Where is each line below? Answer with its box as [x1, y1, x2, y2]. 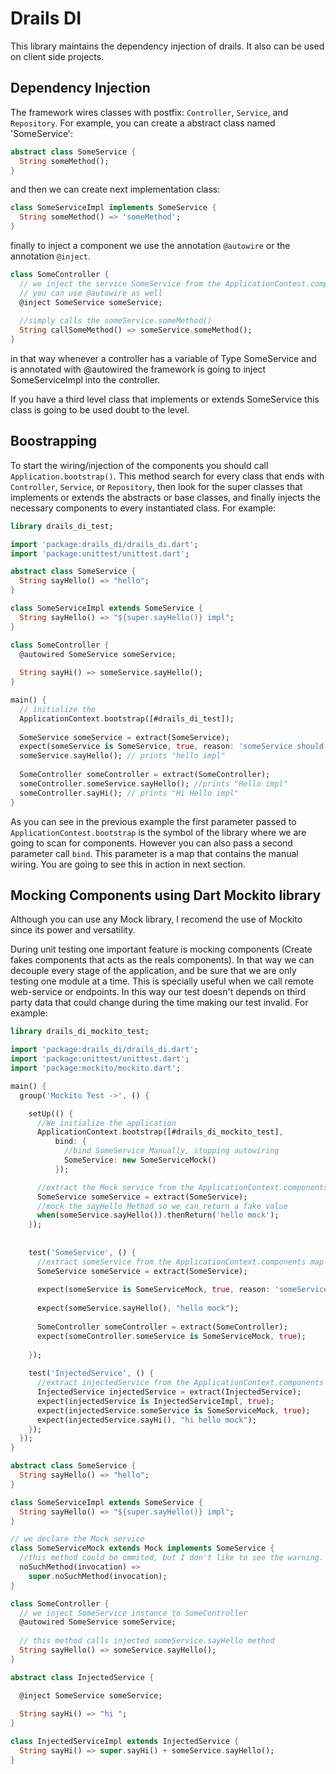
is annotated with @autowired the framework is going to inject [10, 363, 267, 375]
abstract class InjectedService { [10, 1672, 155, 1682]
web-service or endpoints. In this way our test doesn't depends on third [10, 986, 307, 998]
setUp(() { [28, 1108, 74, 1119]
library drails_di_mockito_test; [10, 1027, 150, 1037]
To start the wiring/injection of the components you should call [10, 459, 269, 471]
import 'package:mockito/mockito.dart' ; [10, 1063, 182, 1073]
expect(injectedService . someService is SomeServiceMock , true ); [36, 1405, 311, 1416]
